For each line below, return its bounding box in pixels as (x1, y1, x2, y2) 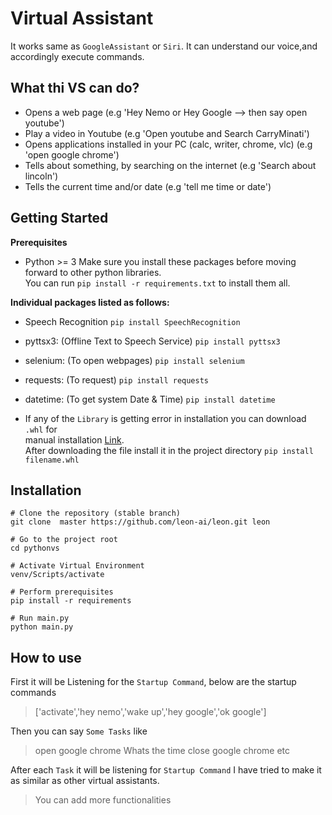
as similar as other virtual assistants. (10, 775, 160, 787)
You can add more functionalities (34, 794, 172, 806)
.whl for (24, 423, 58, 435)
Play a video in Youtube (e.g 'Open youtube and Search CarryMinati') (24, 127, 310, 139)
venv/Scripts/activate (10, 570, 105, 580)
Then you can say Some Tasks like (10, 725, 148, 737)
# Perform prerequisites (10, 587, 114, 597)
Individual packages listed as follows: (10, 296, 170, 308)
